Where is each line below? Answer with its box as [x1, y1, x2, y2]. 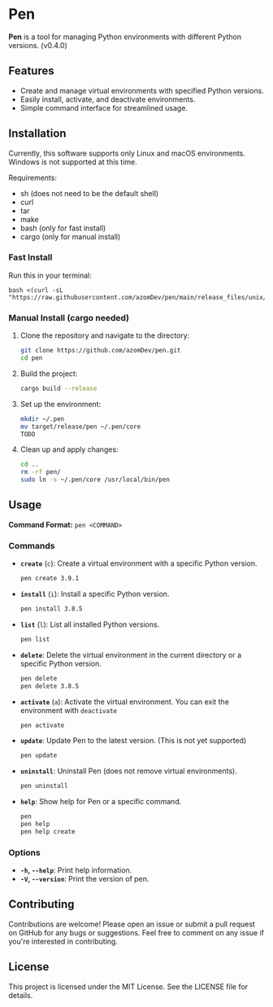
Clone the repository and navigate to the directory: [19, 331, 190, 340]
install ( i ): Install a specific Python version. [19, 589, 170, 599]
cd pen [19, 354, 43, 362]
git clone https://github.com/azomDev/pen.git [19, 347, 181, 355]
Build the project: [19, 368, 78, 379]
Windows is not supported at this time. [8, 156, 138, 167]
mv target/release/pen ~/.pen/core [19, 423, 141, 431]
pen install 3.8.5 [19, 605, 83, 613]
